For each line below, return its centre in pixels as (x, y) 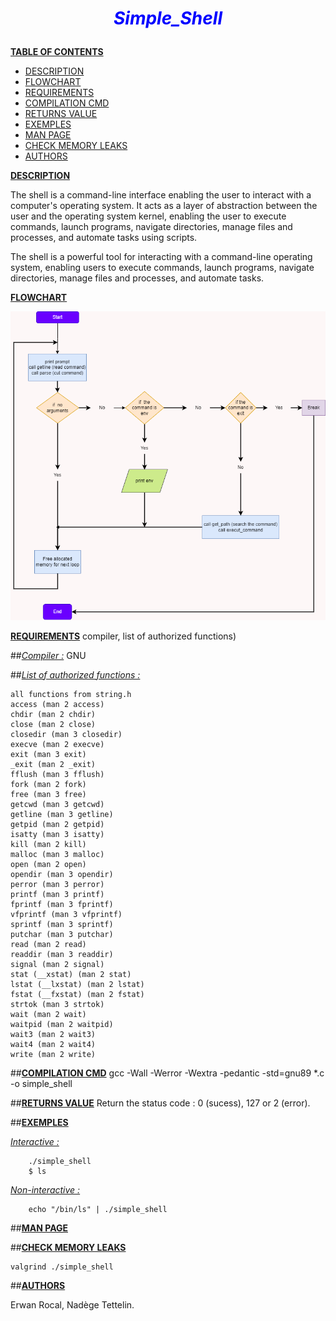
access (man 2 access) (57, 704)
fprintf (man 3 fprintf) (62, 904)
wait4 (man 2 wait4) (53, 1044)
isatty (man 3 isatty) (57, 834)
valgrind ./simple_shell (62, 1267)
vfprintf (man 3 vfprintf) (66, 914)
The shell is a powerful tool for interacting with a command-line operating (161, 257)
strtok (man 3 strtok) (57, 1004)
